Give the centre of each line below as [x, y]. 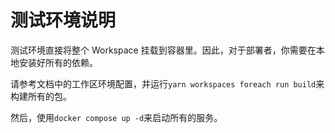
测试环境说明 [63, 20]
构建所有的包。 [41, 96]
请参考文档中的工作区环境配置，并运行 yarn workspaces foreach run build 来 [167, 83]
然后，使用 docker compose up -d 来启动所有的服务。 [116, 117]
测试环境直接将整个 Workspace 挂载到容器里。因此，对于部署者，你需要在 [163, 50]
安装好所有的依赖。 [58, 62]
